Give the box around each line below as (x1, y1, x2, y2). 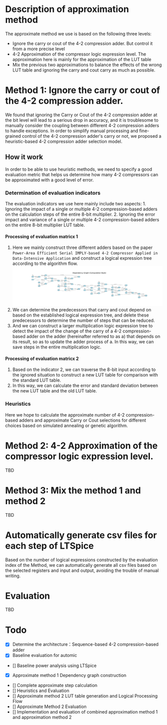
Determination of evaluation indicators (5, 189, 101, 196)
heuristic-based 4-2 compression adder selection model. (5, 138, 123, 144)
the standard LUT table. (12, 377, 61, 384)
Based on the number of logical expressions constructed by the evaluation (5, 557, 158, 563)
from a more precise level (12, 46, 65, 52)
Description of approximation (5, 4, 129, 15)
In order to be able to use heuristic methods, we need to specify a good (5, 166, 153, 172)
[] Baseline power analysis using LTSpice (12, 662, 97, 668)
